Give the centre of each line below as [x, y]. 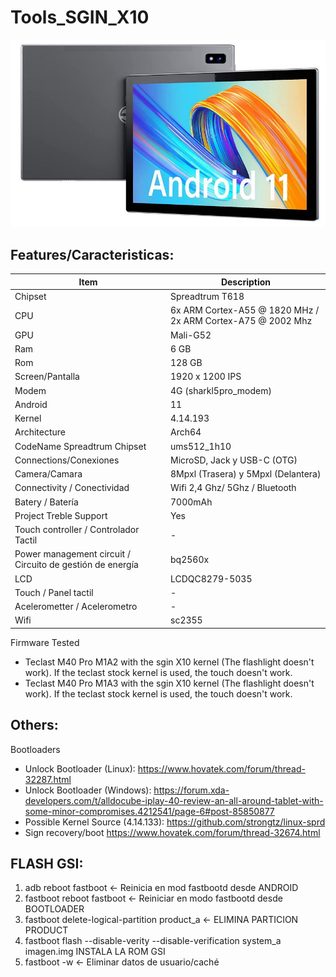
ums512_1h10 [201, 446]
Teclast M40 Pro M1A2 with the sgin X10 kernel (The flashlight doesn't [169, 662]
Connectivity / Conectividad [72, 488]
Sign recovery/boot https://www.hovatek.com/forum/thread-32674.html [172, 832]
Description [246, 282]
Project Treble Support [61, 515]
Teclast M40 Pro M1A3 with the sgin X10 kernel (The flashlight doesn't [169, 683]
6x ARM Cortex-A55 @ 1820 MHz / [245, 310]
